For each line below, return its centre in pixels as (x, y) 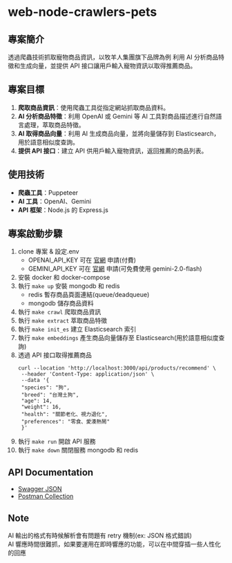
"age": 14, (37, 401)
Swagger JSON (40, 489)
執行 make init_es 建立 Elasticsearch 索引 (77, 330)
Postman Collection (46, 496)
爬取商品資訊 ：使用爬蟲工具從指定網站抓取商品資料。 (94, 107)
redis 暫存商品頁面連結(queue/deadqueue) (89, 295)
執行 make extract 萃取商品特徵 (62, 321)
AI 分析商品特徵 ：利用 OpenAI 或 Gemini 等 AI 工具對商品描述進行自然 (117, 116)
